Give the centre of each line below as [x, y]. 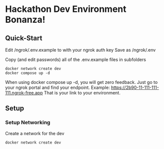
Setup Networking [28, 123]
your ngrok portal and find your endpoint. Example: [58, 87]
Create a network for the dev [35, 133]
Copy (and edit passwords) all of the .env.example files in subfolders [76, 60]
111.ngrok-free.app [24, 93]
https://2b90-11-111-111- [135, 87]
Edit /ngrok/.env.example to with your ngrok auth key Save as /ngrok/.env [81, 50]
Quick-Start [24, 38]
